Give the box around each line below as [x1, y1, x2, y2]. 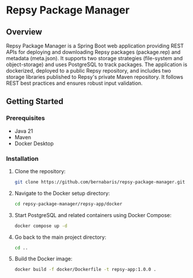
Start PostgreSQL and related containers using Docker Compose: [14, 211, 172, 218]
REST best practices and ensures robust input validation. [6, 80, 143, 87]
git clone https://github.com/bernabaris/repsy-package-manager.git [14, 179, 185, 185]
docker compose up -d [14, 223, 67, 229]
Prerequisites [6, 114, 45, 122]
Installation [6, 155, 39, 163]
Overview [6, 27, 43, 37]
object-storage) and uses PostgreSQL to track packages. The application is [6, 61, 188, 68]
